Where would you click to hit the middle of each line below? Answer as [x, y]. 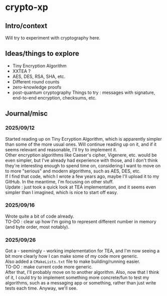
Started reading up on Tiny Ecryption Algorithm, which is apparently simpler [83, 139]
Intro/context [26, 26]
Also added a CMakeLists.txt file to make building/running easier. [73, 262]
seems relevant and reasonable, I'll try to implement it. [61, 149]
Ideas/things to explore [42, 54]
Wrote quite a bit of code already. [40, 216]
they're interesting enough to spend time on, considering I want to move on [83, 165]
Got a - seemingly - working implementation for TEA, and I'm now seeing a [82, 251]
